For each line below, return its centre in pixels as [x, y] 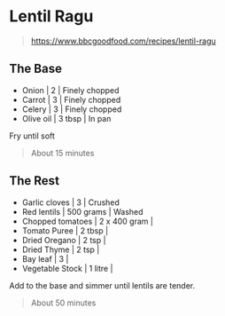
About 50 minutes [63, 303]
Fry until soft [32, 136]
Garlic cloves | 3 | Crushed [70, 202]
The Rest [35, 181]
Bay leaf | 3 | [45, 258]
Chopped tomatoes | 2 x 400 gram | [87, 221]
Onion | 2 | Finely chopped [70, 90]
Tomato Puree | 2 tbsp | [65, 230]
